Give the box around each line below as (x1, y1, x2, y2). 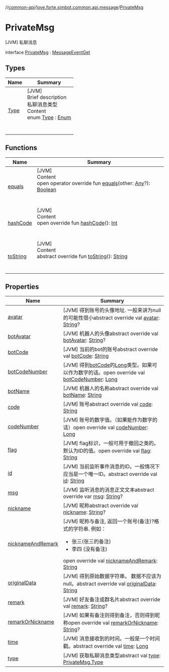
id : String (63, 477, 84, 484)
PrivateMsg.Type (63, 659, 104, 666)
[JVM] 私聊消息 (5, 39, 37, 45)
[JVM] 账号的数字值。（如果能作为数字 (63, 416, 152, 423)
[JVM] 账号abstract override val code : (63, 401, 153, 408)
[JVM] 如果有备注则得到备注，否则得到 (63, 612, 155, 619)
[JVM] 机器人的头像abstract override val (63, 330, 158, 337)
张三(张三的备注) (71, 538, 111, 545)
